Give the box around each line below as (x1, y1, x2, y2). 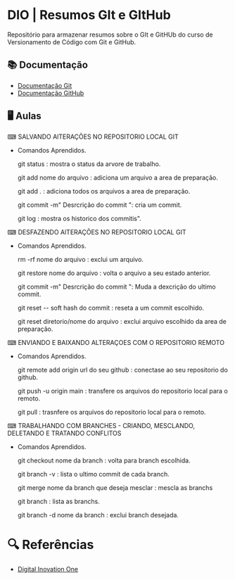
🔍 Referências (7, 536, 94, 553)
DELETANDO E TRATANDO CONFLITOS (7, 429, 122, 437)
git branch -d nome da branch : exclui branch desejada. (17, 510, 179, 519)
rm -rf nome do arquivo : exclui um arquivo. (17, 255, 144, 263)
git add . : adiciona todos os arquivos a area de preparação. (17, 187, 191, 195)
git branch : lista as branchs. (17, 497, 100, 505)
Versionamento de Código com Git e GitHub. (7, 37, 136, 46)
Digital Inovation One (17, 565, 79, 573)
